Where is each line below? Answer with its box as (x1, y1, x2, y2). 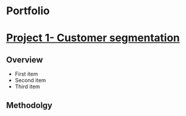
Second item (14, 77, 46, 84)
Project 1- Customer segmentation (6, 31, 180, 45)
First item (14, 70, 38, 78)
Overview (6, 54, 44, 65)
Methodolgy (6, 100, 52, 110)
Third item (14, 83, 41, 90)
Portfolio (6, 4, 50, 18)
